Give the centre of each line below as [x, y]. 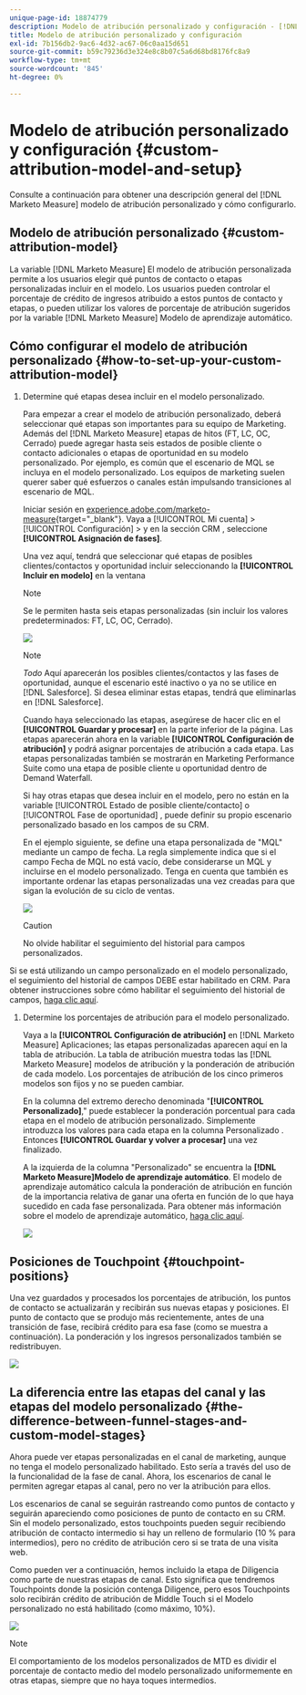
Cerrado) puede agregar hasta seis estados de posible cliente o [142, 443]
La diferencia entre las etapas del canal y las [138, 1392]
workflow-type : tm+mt [51, 60]
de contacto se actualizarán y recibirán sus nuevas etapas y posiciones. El [149, 1308]
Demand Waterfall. [57, 778]
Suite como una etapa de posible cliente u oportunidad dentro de [144, 768]
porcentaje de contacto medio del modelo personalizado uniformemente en [151, 1670]
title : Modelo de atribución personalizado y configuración [126, 35]
